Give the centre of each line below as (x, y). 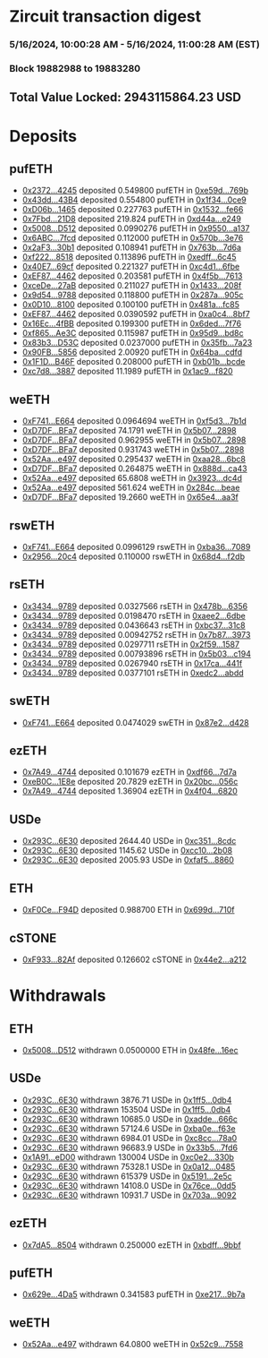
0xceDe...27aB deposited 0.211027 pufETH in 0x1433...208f (132, 286)
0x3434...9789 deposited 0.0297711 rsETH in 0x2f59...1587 (130, 644)
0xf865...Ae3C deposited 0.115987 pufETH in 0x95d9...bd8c (133, 333)
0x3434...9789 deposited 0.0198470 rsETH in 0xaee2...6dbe (134, 615)
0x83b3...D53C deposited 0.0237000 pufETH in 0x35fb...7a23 (137, 343)
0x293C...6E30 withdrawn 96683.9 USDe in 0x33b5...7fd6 (130, 1147)
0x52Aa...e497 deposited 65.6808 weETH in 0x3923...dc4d (132, 478)
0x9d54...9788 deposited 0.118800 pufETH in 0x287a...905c (133, 295)
